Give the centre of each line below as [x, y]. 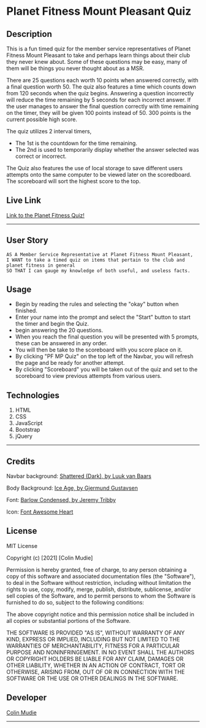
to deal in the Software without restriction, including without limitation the [99, 582]
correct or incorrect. [41, 156]
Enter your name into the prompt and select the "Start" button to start [103, 317]
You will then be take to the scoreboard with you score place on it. [99, 350]
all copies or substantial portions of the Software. [68, 620]
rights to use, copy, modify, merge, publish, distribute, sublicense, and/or [99, 589]
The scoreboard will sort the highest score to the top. [74, 181]
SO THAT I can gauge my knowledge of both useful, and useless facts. [98, 271]
